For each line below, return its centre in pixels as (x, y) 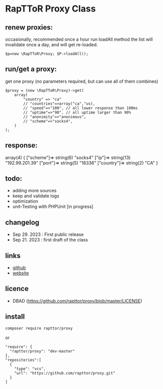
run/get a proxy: (31, 69)
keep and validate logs (36, 196)
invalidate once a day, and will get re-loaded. (52, 45)
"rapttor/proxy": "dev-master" (42, 351)
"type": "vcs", (30, 369)
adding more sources (34, 191)
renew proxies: (29, 27)
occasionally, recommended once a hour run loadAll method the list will (79, 39)
